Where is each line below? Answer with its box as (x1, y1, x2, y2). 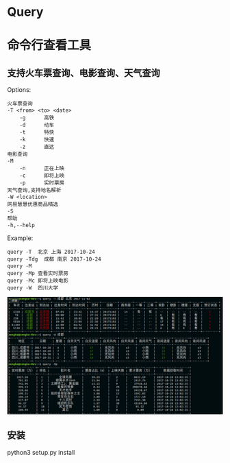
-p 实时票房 (19, 180, 65, 187)
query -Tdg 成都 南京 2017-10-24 (7, 256, 101, 263)
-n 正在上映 (19, 165, 65, 172)
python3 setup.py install (7, 448, 75, 456)
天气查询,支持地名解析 (7, 187, 62, 194)
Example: (7, 234, 34, 242)
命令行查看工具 (7, 38, 92, 54)
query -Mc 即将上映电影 (7, 277, 68, 285)
